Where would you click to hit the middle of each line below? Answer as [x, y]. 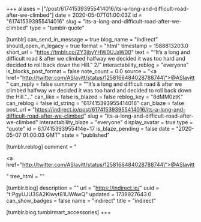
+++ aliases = [23, 9]
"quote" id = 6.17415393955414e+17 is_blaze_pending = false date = [91, 129]
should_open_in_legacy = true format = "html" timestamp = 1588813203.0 [97, 46]
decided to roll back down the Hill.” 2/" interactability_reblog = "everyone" [97, 65]
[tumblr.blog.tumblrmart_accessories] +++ [59, 212]
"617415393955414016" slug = [44, 21]
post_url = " [21, 109]
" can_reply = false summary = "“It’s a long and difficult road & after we [94, 84]
